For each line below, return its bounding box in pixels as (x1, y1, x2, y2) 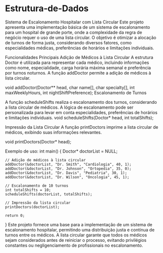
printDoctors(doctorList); (5, 204, 60, 210)
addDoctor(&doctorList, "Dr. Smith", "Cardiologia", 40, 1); (5, 162, 132, 167)
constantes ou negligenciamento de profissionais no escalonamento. (5, 242, 144, 248)
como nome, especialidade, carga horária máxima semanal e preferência (5, 64, 151, 71)
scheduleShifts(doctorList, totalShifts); (5, 192, 92, 196)
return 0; (5, 213, 25, 218)
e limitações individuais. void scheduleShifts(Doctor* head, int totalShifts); (5, 115, 154, 120)
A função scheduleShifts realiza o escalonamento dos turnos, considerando (5, 99, 157, 105)
